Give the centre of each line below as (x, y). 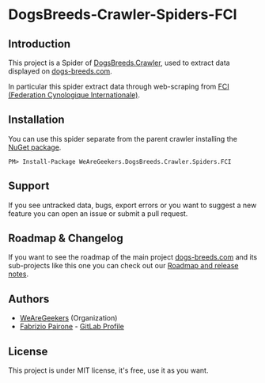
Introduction (40, 44)
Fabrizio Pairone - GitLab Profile (72, 327)
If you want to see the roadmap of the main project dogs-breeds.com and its (133, 257)
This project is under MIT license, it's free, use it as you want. (108, 370)
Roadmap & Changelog (66, 239)
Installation (36, 120)
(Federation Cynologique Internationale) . (74, 95)
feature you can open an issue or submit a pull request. (98, 213)
